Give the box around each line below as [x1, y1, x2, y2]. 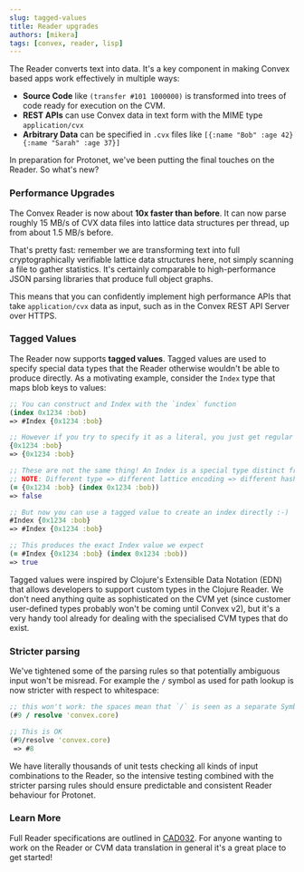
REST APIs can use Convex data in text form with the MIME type [22, 110, 263, 121]
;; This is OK [9, 727, 63, 736]
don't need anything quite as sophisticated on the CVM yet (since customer [9, 593, 291, 604]
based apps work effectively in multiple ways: [9, 73, 180, 84]
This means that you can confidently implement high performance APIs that [9, 291, 291, 302]
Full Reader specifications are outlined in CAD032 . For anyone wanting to [9, 832, 282, 843]
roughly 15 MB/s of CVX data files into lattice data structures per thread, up [9, 217, 290, 228]
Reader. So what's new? [9, 164, 100, 175]
